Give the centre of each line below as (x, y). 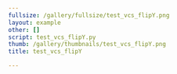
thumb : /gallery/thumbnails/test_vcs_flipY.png (87, 44)
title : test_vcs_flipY (45, 51)
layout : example (34, 23)
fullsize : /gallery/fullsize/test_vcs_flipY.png (89, 15)
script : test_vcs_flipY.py (52, 37)
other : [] (24, 30)
